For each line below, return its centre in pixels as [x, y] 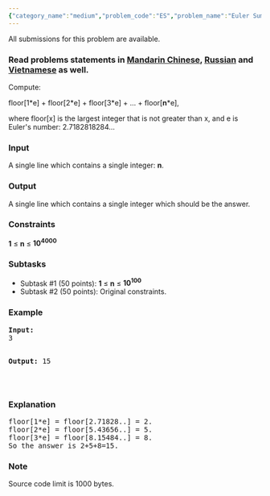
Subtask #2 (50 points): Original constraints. [93, 291]
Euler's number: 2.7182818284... [61, 126]
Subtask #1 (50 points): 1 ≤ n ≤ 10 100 [81, 283]
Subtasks [27, 264]
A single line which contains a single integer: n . [86, 165]
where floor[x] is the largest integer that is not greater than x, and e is [123, 118]
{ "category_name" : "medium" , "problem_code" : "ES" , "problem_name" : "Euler [129, 16]
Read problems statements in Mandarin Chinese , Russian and [131, 60]
